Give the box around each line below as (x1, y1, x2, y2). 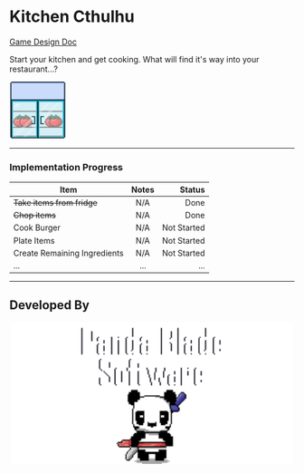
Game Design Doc (9, 36, 78, 47)
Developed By (9, 297, 90, 314)
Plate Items (13, 235, 55, 246)
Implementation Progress (9, 160, 124, 173)
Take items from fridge (13, 197, 98, 208)
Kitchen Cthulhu (9, 6, 135, 27)
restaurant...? (9, 63, 59, 74)
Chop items (13, 210, 56, 221)
